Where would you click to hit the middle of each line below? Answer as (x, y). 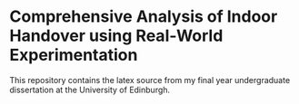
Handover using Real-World (116, 36)
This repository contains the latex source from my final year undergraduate (150, 80)
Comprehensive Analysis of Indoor (144, 17)
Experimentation (74, 55)
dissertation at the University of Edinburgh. (90, 90)
